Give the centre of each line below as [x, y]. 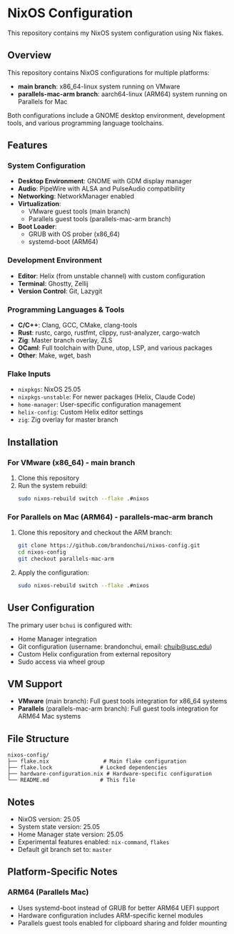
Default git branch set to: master [65, 849]
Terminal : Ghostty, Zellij [53, 283]
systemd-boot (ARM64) [63, 242]
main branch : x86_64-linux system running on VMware [99, 86]
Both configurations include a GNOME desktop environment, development [116, 115]
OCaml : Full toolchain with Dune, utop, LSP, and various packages [115, 348]
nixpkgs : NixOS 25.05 [49, 390]
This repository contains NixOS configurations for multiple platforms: [108, 72]
